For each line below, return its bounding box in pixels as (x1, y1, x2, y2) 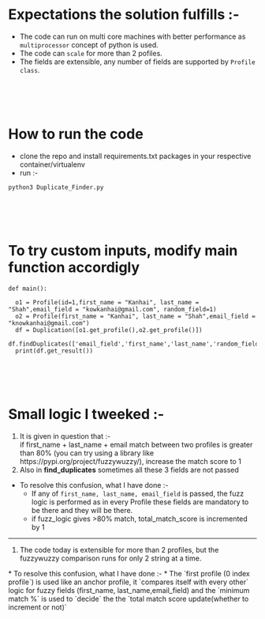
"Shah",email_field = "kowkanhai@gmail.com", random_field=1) (8, 305, 217, 313)
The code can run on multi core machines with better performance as (19, 32, 246, 41)
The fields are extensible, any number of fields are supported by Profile (19, 57, 256, 66)
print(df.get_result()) (15, 346, 93, 355)
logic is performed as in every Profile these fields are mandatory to (31, 496, 249, 507)
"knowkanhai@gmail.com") (8, 319, 90, 327)
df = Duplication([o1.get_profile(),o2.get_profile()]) (15, 326, 203, 334)
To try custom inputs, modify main (8, 242, 238, 260)
